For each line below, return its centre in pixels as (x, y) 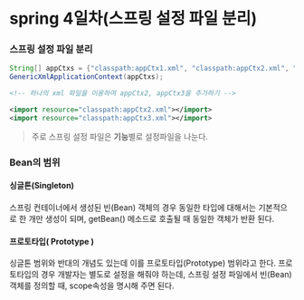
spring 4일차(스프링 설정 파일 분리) (133, 19)
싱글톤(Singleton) (42, 186)
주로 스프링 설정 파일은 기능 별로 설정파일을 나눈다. (119, 136)
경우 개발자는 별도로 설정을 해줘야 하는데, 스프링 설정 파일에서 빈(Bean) (166, 275)
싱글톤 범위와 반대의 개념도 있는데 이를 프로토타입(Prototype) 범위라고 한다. (143, 263)
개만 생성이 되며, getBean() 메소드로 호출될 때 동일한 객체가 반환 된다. (152, 218)
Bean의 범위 (35, 162)
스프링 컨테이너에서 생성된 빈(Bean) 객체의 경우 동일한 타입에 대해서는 (133, 207)
